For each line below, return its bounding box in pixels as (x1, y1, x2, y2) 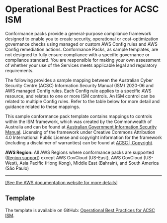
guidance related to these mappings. (5, 104, 81, 110)
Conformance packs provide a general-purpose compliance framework (5, 30, 152, 36)
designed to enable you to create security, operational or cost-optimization (5, 36, 159, 42)
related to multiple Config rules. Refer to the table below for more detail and (5, 98, 160, 104)
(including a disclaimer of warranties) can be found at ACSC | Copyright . (5, 139, 154, 145)
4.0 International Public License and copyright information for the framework (5, 134, 162, 140)
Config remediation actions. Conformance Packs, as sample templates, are (5, 46, 159, 52)
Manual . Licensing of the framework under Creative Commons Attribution (5, 129, 156, 135)
